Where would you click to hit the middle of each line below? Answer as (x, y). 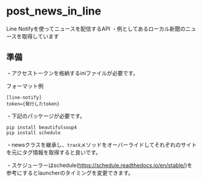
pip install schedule (34, 133)
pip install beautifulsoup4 (42, 127)
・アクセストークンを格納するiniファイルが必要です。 (72, 73)
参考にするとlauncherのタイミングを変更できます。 (70, 173)
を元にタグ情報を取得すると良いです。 (54, 152)
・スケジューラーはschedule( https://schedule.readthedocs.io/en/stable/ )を (99, 165)
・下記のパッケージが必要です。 (46, 116)
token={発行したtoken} (33, 104)
